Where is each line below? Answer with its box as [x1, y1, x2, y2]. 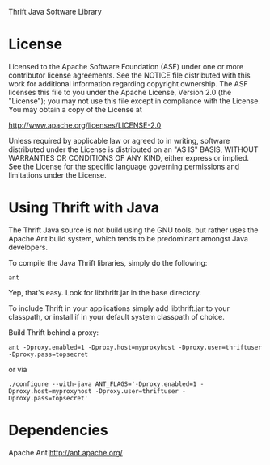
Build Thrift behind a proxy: [8, 327, 99, 337]
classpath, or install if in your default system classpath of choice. [8, 312, 225, 321]
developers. [8, 242, 49, 252]
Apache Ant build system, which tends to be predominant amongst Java [8, 233, 249, 243]
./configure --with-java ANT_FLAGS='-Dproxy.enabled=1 [8, 379, 197, 388]
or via [8, 364, 27, 374]
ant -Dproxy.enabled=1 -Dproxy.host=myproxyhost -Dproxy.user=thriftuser [8, 343, 263, 351]
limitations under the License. [8, 170, 107, 180]
